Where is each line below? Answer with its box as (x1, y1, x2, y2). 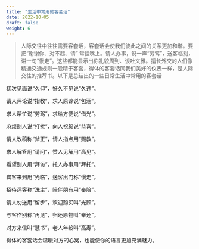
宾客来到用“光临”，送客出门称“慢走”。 (6, 173, 99, 180)
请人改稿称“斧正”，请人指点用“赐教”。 (6, 135, 99, 143)
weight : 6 (6, 25, 31, 32)
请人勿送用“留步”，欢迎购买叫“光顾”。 (6, 199, 99, 206)
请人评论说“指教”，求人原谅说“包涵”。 (6, 98, 99, 105)
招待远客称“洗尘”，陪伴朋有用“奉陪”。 (6, 186, 99, 194)
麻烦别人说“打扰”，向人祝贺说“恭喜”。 (6, 123, 99, 130)
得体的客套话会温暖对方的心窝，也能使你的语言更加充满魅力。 (6, 236, 158, 244)
